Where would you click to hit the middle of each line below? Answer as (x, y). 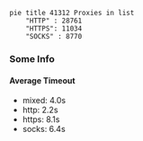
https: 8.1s (41, 119)
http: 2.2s (40, 110)
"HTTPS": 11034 (54, 29)
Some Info (32, 58)
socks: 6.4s (44, 129)
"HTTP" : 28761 (54, 21)
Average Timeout (42, 80)
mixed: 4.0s (44, 101)
